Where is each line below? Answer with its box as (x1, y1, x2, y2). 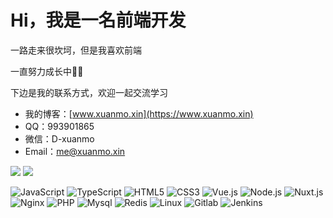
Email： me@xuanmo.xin (24, 145, 126, 157)
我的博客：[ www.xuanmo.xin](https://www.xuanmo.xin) (24, 107, 254, 120)
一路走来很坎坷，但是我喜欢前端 (10, 44, 142, 56)
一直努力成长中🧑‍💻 (10, 65, 84, 77)
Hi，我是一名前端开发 (10, 9, 187, 32)
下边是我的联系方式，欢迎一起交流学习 (10, 86, 168, 98)
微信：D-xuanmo (24, 132, 95, 145)
